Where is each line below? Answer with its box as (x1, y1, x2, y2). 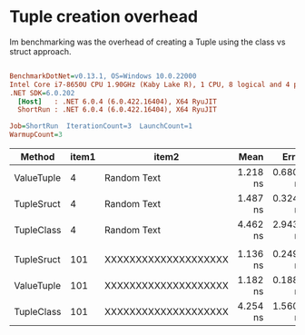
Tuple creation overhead (9, 6, 198, 27)
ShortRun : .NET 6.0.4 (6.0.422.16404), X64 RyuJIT (17, 105, 218, 114)
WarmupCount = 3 (9, 130, 64, 140)
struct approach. (9, 45, 72, 56)
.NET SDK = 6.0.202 (9, 88, 75, 97)
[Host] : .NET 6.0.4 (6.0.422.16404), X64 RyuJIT (17, 97, 218, 106)
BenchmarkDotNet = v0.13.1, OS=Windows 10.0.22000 (9, 71, 197, 81)
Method (20, 151, 55, 163)
